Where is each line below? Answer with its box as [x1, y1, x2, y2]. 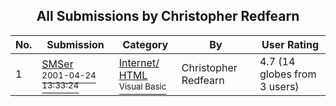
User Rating [261, 37, 319, 51]
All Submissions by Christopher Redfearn [36, 8, 300, 25]
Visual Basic [118, 80, 167, 92]
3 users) [259, 79, 300, 93]
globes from [259, 67, 317, 81]
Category [122, 37, 169, 51]
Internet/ [118, 55, 160, 69]
